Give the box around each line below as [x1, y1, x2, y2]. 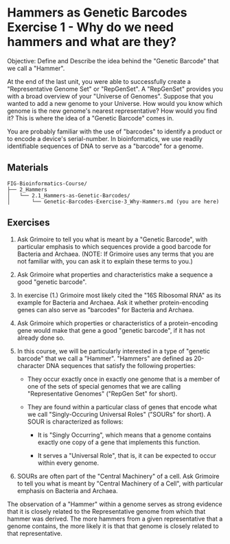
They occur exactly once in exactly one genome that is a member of [27, 375, 220, 383]
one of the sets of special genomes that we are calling [27, 382, 181, 390]
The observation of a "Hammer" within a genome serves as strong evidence [7, 500, 222, 508]
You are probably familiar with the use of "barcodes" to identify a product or [7, 127, 222, 135]
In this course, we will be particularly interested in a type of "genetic [16, 347, 211, 355]
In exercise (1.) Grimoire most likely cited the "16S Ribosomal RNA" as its [16, 291, 222, 299]
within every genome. [37, 459, 100, 467]
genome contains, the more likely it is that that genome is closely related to [7, 521, 219, 530]
